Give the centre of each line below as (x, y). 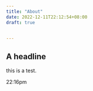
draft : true (20, 22)
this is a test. (21, 70)
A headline (26, 56)
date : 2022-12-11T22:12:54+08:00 (47, 17)
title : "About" (25, 11)
